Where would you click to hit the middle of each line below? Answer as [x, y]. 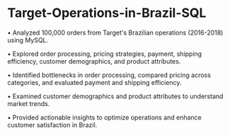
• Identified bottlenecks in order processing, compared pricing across [109, 75]
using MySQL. [28, 40]
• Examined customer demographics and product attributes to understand [115, 96]
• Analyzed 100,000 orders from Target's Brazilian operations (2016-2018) [115, 33]
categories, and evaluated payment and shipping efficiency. [94, 82]
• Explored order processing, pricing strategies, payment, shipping [105, 54]
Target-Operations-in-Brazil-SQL [107, 13]
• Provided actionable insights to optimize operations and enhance [104, 117]
